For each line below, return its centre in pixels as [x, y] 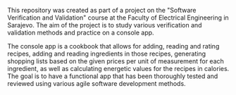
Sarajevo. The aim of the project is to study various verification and [105, 25]
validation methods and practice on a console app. [81, 32]
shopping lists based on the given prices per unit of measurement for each [116, 61]
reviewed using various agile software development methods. [97, 83]
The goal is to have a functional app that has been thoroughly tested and [113, 76]
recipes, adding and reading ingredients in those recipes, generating [107, 53]
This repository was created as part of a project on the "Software [102, 10]
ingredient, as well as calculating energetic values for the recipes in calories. [118, 69]
